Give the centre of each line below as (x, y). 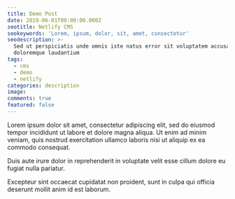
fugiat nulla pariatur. (36, 168)
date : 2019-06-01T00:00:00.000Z (54, 20)
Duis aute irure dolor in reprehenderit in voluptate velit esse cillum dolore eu (116, 160)
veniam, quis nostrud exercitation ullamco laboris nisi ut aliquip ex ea (106, 139)
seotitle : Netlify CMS (40, 27)
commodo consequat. (39, 147)
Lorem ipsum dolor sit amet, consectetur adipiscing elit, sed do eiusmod (111, 125)
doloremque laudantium (47, 53)
